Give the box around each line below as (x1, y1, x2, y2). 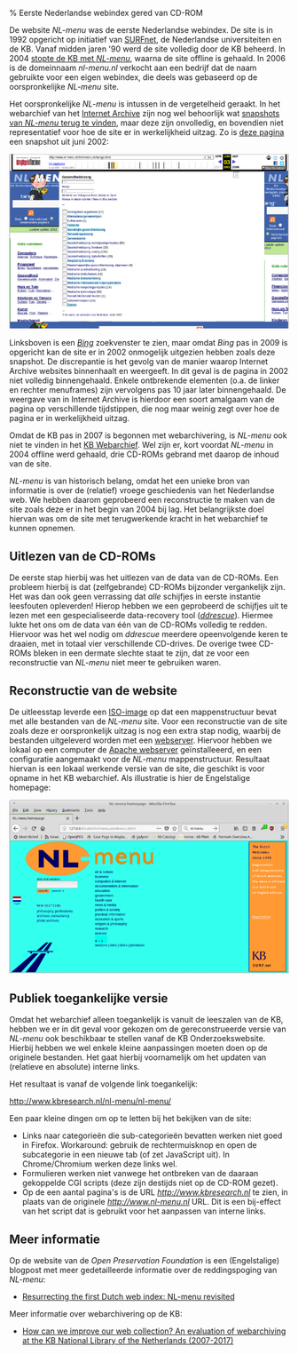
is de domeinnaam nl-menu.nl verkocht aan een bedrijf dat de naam (9, 62, 257, 73)
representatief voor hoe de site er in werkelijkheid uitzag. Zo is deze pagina (9, 127, 285, 137)
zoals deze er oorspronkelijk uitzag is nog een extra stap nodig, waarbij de (9, 725, 281, 736)
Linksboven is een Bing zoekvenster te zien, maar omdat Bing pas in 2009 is (9, 338, 288, 348)
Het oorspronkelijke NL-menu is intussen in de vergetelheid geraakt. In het (9, 99, 281, 109)
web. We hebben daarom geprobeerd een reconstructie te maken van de (9, 495, 276, 506)
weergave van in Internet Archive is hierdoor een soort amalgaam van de (9, 394, 275, 405)
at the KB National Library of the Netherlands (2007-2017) (21, 1335, 234, 1346)
